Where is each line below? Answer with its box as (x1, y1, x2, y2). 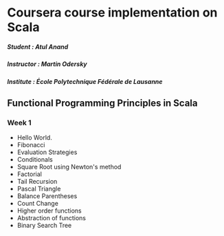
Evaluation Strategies (16, 148, 78, 156)
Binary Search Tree (16, 222, 72, 230)
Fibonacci (16, 141, 45, 149)
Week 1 (7, 118, 32, 127)
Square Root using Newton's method (16, 163, 122, 171)
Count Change (16, 200, 58, 208)
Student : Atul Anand (7, 43, 69, 51)
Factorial (16, 170, 43, 178)
